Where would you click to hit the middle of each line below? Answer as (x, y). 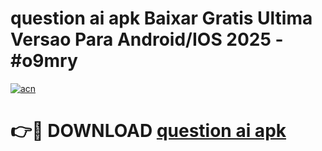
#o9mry (44, 61)
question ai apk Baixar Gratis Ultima (161, 18)
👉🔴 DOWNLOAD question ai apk (148, 131)
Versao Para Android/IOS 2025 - (147, 39)
